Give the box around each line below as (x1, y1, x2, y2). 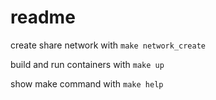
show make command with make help (10, 77, 164, 90)
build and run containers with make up (10, 58, 165, 70)
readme (10, 6, 76, 29)
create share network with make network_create (10, 39, 207, 51)
